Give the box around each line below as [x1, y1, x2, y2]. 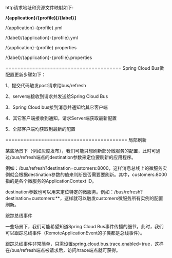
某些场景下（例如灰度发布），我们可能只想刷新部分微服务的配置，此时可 [5, 148, 156, 154]
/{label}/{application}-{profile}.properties [5, 54, 92, 61]
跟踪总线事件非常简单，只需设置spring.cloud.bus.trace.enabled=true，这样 [5, 241, 164, 247]
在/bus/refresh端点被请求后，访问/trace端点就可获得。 [5, 247, 121, 253]
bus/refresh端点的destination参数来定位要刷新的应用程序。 [11, 154, 136, 160]
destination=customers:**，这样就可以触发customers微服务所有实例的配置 [5, 195, 163, 201]
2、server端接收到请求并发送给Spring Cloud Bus [5, 93, 108, 99]
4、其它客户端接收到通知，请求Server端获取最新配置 [5, 115, 117, 121]
